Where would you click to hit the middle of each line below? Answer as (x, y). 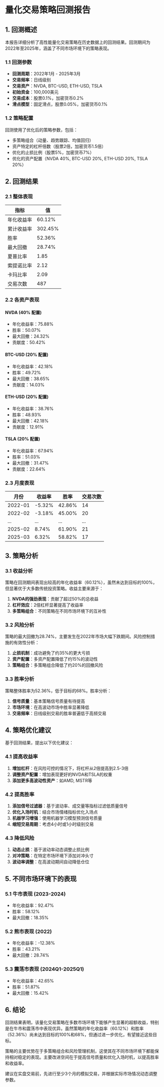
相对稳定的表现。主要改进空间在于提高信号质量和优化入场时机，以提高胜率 (84, 1057)
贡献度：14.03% (28, 384)
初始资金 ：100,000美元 (35, 92)
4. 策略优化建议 (28, 730)
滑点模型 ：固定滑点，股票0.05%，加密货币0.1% (60, 104)
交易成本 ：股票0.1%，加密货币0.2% (48, 98)
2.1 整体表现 (19, 196)
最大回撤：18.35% (30, 917)
